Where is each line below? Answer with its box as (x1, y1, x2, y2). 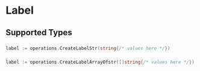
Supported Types (5, 27, 73, 38)
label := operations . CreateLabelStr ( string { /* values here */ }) (5, 45, 170, 51)
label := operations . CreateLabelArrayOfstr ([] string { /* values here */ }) (5, 59, 195, 66)
